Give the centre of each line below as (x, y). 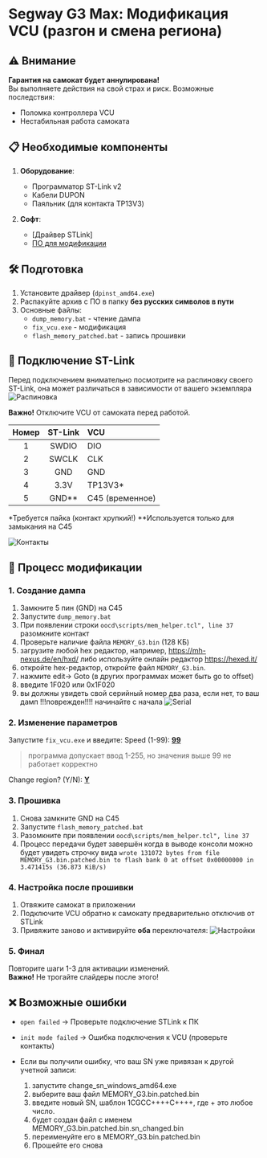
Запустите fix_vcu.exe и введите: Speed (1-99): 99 (95, 740)
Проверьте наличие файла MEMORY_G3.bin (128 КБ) (105, 642)
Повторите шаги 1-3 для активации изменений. (89, 968)
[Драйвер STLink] (62, 235)
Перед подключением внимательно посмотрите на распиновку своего (131, 380)
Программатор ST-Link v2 (77, 186)
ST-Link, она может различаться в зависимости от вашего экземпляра (130, 389)
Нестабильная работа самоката (75, 121)
